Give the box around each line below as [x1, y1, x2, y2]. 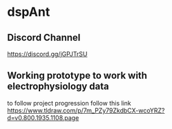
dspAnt [7, 4, 50, 20]
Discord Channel [7, 32, 81, 43]
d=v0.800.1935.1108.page [7, 113, 79, 121]
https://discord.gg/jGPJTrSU [7, 50, 88, 58]
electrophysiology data [7, 81, 109, 92]
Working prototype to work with [7, 70, 147, 81]
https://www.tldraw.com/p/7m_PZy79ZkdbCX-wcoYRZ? [7, 106, 165, 115]
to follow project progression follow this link [7, 99, 131, 107]
